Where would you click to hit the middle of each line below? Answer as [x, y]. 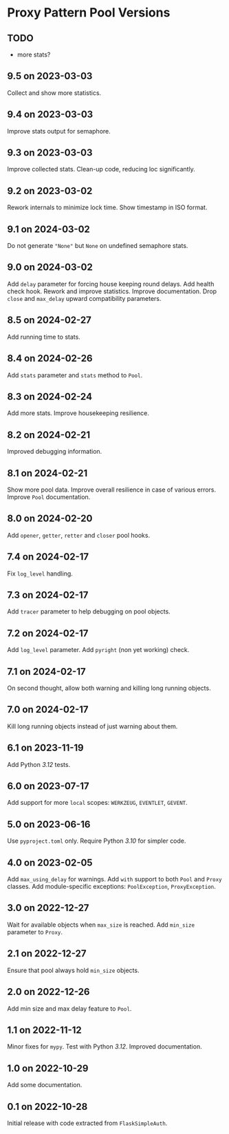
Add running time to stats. [44, 337]
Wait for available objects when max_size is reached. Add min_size [101, 925]
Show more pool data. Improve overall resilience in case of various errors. [112, 490]
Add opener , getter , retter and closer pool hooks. [78, 535]
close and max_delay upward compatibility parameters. [84, 298]
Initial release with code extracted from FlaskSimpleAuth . [87, 1123]
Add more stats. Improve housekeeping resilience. [78, 413]
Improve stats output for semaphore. [59, 131]
